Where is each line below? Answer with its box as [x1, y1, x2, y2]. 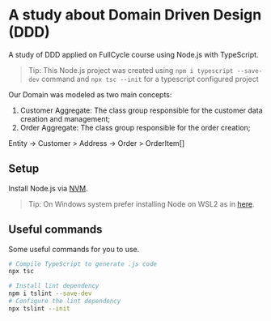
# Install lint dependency [8, 282, 100, 290]
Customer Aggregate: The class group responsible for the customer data [19, 105, 263, 115]
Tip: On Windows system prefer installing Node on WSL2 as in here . [28, 199, 255, 208]
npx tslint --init [8, 304, 70, 313]
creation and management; [19, 113, 111, 123]
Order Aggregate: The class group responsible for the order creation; [19, 122, 251, 132]
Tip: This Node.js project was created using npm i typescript [28, 65, 234, 75]
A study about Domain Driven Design [8, 6, 262, 24]
